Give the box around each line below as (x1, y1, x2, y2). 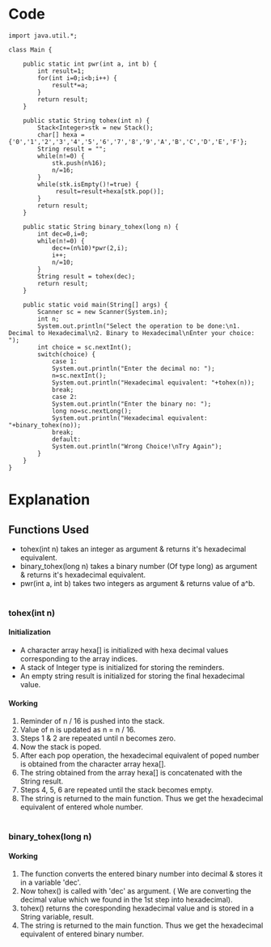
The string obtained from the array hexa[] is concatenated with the (19, 768, 243, 778)
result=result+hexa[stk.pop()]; (55, 187, 164, 195)
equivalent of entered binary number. (19, 929, 144, 939)
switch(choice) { (37, 350, 95, 359)
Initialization (8, 627, 51, 637)
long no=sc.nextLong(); (51, 406, 132, 415)
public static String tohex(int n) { (23, 117, 150, 125)
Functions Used (8, 523, 90, 537)
